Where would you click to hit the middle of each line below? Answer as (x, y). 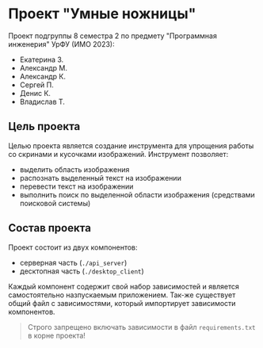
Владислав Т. (42, 101)
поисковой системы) (55, 203)
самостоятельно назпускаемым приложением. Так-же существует (122, 295)
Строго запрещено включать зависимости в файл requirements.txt (141, 327)
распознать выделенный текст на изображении (101, 178)
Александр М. (43, 67)
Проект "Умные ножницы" (102, 14)
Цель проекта (44, 126)
